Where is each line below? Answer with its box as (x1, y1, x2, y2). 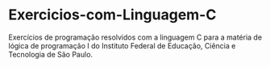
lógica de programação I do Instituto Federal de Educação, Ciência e (8, 40, 236, 50)
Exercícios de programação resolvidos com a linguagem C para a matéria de (8, 32, 263, 42)
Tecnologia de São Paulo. (8, 49, 93, 59)
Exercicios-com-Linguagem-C (8, 6, 217, 24)
